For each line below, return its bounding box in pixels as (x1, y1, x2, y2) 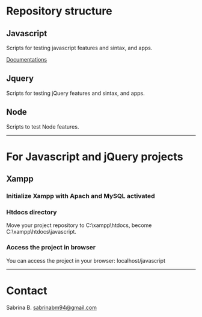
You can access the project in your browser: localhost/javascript (6, 257, 165, 264)
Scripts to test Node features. (6, 123, 79, 130)
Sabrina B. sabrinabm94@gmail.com (6, 304, 97, 311)
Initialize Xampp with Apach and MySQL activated (6, 192, 155, 200)
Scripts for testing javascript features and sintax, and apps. (6, 44, 153, 51)
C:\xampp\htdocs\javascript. (6, 228, 77, 235)
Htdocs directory (6, 208, 57, 217)
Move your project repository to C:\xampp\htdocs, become (6, 222, 152, 229)
